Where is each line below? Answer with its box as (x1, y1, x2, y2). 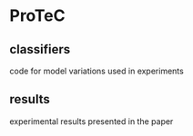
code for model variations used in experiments (9, 65, 184, 76)
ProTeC (9, 5, 66, 26)
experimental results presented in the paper (9, 115, 174, 127)
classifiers (9, 42, 71, 57)
